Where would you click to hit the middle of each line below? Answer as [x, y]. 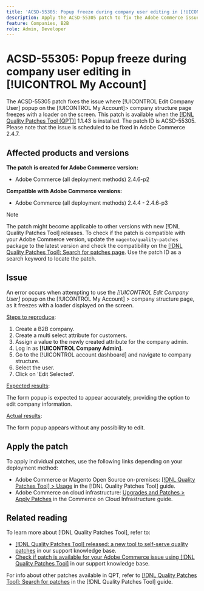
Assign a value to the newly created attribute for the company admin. [101, 341]
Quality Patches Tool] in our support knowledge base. [82, 564]
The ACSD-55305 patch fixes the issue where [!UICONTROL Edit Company [100, 101]
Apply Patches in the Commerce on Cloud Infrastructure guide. [94, 499]
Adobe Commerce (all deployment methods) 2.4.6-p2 [82, 179]
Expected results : [28, 386]
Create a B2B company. [45, 329]
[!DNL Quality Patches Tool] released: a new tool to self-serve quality [101, 544]
